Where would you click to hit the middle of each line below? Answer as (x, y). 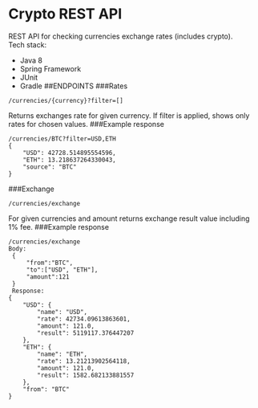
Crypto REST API (65, 14)
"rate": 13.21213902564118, (84, 361)
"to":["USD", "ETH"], (62, 270)
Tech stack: (27, 44)
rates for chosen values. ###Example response (86, 124)
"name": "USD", (62, 312)
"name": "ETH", (62, 354)
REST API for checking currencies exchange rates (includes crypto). (121, 36)
